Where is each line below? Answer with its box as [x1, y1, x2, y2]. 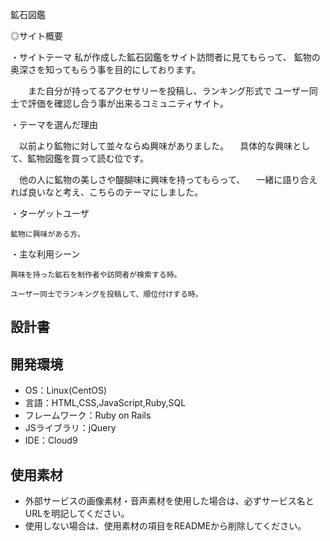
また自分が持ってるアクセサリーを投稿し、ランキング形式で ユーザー [27, 85, 310, 97]
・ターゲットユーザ [10, 208, 90, 219]
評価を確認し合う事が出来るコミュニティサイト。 [27, 98, 229, 109]
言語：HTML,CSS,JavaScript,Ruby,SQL [24, 397, 187, 409]
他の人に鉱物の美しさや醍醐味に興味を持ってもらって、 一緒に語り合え [18, 174, 318, 185]
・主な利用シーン [10, 248, 81, 260]
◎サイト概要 [10, 30, 63, 42]
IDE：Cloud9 [24, 434, 78, 447]
